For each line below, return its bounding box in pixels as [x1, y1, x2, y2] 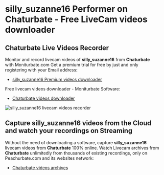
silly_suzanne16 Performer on [5, 3, 128, 15]
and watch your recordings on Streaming [5, 127, 133, 135]
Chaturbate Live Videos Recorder [5, 44, 109, 52]
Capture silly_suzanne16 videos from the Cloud [5, 119, 152, 128]
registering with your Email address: [5, 67, 78, 73]
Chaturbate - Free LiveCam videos [5, 14, 148, 25]
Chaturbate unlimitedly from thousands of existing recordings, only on [5, 150, 148, 156]
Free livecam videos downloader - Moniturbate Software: [5, 86, 120, 91]
